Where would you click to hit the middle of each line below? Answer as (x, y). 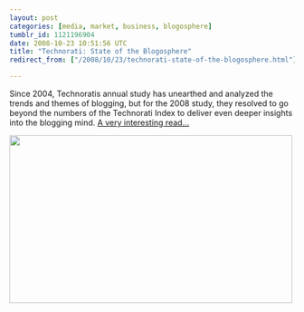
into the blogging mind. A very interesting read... (100, 122)
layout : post (34, 18)
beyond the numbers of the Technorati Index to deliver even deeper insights (151, 113)
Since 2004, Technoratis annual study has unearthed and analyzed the (141, 93)
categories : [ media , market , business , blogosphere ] (111, 26)
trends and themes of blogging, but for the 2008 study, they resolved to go (149, 103)
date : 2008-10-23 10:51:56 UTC (68, 43)
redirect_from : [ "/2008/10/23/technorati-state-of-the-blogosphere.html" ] (153, 60)
